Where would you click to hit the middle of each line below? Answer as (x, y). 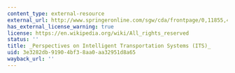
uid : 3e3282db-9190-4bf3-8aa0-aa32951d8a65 (72, 53)
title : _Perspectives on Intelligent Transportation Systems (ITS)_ (109, 46)
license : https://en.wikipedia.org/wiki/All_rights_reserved (98, 33)
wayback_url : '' (31, 59)
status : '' (23, 40)
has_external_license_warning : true (60, 26)
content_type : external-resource (56, 14)
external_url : (28, 20)
